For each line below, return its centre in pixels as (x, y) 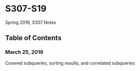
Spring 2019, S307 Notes (31, 22)
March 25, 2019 (24, 52)
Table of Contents (34, 38)
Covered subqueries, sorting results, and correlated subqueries (70, 63)
